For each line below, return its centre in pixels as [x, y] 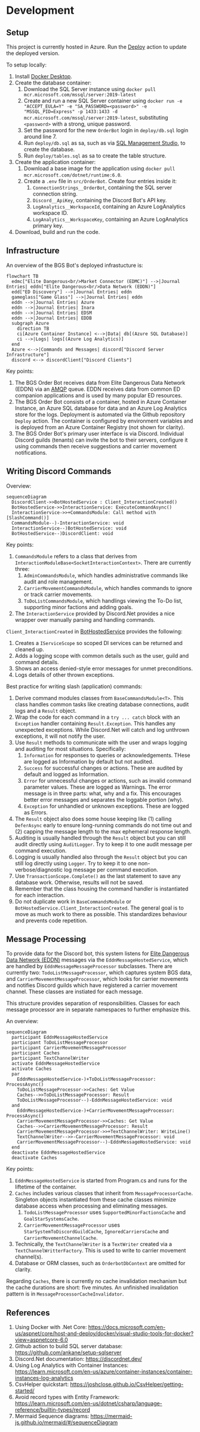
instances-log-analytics [44, 1378]
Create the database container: [53, 83]
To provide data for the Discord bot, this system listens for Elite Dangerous [98, 954]
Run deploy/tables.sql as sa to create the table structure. [95, 156]
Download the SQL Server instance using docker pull [90, 89]
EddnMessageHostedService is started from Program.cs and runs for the [101, 1181]
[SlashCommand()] [28, 518]
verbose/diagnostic [39, 869]
